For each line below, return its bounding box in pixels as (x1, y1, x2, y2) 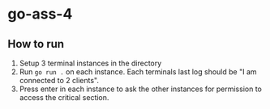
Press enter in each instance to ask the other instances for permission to (19, 84, 263, 94)
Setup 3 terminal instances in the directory (19, 58, 162, 68)
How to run (7, 37, 65, 51)
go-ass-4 (7, 5, 73, 23)
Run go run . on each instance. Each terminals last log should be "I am (19, 67, 257, 77)
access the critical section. (19, 93, 109, 102)
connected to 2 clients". (19, 76, 99, 85)
